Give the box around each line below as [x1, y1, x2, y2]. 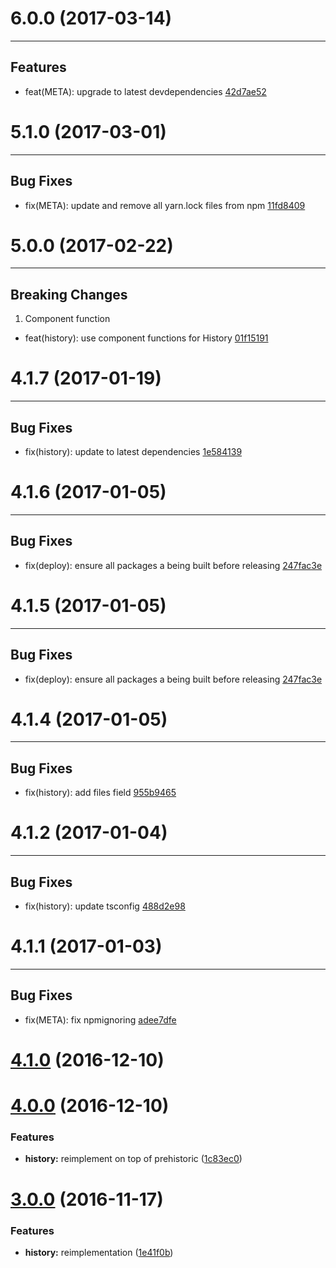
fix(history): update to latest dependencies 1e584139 [24, 446, 243, 457]
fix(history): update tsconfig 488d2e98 [24, 900, 186, 912]
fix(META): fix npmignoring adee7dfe [24, 1013, 177, 1026]
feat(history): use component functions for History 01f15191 [24, 332, 269, 344]
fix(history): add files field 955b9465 [24, 787, 177, 799]
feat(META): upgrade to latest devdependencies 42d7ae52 [24, 85, 267, 97]
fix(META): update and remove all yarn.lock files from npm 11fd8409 [24, 199, 306, 211]
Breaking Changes [10, 286, 128, 303]
